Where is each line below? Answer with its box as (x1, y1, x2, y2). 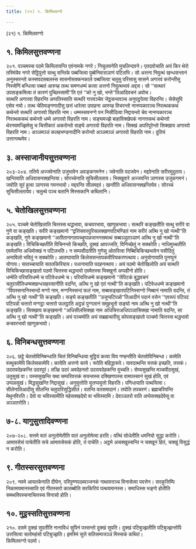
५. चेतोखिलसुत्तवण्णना (6, 205, 66, 215)
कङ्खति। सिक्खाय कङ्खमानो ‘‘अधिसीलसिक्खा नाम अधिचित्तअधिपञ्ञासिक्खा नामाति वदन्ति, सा (6, 307, 183, 314)
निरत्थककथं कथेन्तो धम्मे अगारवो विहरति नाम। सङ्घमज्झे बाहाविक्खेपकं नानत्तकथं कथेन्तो (6, 116, 170, 123)
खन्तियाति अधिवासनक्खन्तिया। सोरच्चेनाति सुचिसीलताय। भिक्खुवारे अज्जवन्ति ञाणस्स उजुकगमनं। (6, 175, 188, 182)
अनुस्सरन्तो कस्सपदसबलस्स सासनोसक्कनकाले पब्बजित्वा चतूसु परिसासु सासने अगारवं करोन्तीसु (6, 76, 180, 83)
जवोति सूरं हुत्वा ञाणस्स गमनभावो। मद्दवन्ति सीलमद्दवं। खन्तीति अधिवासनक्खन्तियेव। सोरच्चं (6, 181, 174, 188)
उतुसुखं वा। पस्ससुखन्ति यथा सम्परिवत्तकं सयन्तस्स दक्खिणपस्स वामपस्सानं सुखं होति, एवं (6, 372, 169, 379)
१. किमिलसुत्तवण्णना (6, 48, 61, 57)
